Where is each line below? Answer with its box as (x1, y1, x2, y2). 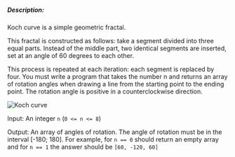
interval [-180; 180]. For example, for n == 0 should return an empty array (7, 135, 220, 143)
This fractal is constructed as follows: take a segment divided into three (7, 36, 214, 45)
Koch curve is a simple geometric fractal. (7, 23, 126, 31)
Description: (7, 6, 44, 14)
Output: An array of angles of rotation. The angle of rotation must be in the (7, 128, 222, 136)
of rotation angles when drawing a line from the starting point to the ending (7, 80, 224, 88)
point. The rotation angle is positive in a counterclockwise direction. (7, 87, 203, 96)
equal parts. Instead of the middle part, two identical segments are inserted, (7, 44, 227, 52)
